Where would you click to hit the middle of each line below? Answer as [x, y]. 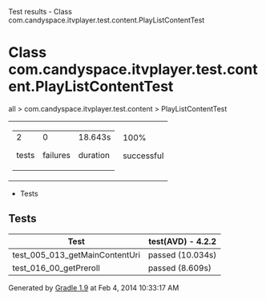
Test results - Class [40, 12]
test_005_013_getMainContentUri [77, 254]
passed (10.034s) [182, 254]
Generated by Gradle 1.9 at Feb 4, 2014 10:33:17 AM [94, 287]
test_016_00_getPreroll [56, 268]
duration [94, 155]
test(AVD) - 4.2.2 [182, 241]
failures [56, 155]
